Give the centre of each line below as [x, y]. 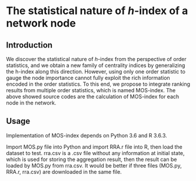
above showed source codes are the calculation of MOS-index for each [93, 96]
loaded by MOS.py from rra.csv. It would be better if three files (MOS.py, [94, 165]
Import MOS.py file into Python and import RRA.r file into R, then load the [94, 147]
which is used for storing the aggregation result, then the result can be [92, 159]
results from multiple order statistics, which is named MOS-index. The [91, 90]
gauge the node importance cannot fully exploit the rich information [88, 78]
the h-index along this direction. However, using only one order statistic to [96, 71]
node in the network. [31, 103]
